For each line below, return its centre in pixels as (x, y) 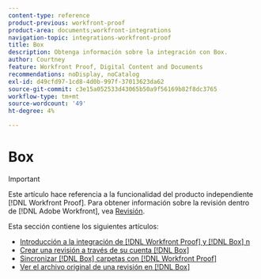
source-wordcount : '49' (47, 104)
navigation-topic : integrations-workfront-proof (90, 38)
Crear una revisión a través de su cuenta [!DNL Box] (104, 250)
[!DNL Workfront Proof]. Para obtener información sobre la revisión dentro (129, 202)
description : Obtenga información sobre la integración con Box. (118, 52)
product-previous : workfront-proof (67, 23)
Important (24, 179)
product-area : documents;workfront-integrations (90, 30)
